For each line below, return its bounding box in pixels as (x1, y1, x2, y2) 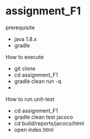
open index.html (14, 126, 54, 133)
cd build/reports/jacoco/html (14, 119, 84, 126)
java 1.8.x (14, 35, 37, 42)
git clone (14, 64, 36, 72)
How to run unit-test (5, 95, 54, 103)
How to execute (5, 53, 44, 60)
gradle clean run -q (14, 78, 62, 85)
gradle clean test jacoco (14, 113, 73, 121)
